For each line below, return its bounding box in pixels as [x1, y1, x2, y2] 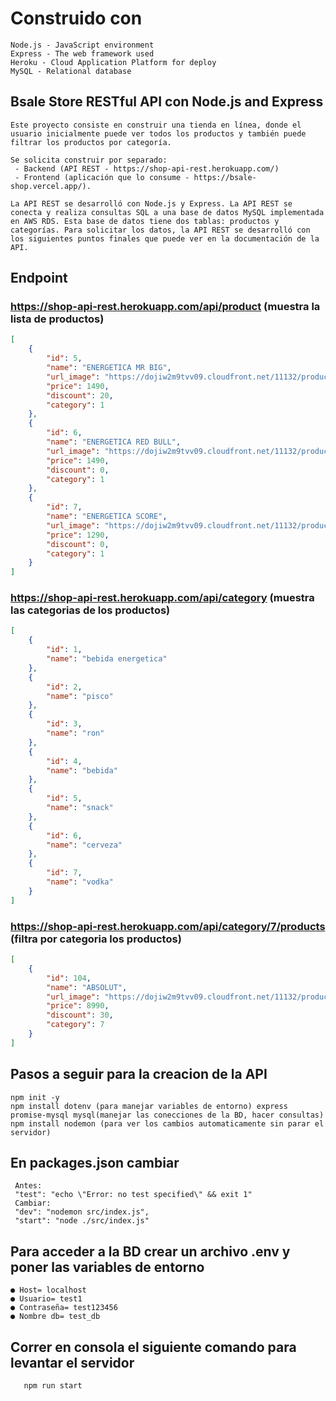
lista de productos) [10, 312, 105, 326]
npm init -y [10, 1092, 60, 1102]
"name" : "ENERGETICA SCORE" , [46, 512, 168, 522]
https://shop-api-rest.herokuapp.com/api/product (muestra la [10, 300, 321, 314]
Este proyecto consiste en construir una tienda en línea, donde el [10, 120, 302, 130]
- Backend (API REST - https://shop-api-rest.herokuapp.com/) [14, 163, 280, 174]
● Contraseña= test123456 [10, 1303, 118, 1313]
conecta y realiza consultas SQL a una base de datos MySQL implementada [10, 207, 325, 217]
